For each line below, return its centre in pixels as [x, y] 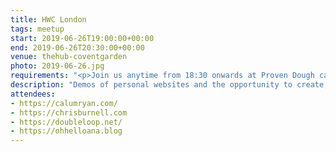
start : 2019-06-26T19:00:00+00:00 [82, 38]
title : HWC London [48, 19]
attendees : [33, 94]
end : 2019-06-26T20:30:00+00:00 [77, 47]
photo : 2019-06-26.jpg [57, 66]
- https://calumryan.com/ [64, 103]
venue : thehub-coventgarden [69, 57]
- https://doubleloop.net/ [66, 122]
